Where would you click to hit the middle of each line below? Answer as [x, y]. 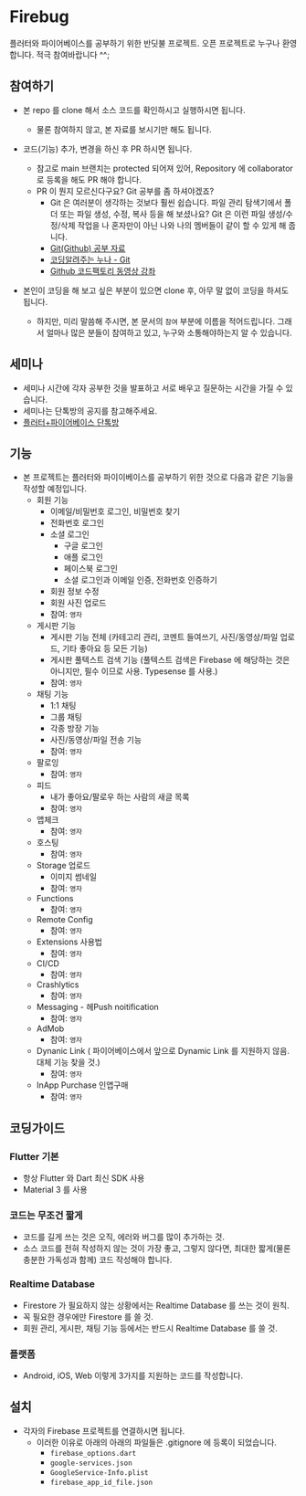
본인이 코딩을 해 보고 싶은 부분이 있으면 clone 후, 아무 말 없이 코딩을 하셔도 [156, 290]
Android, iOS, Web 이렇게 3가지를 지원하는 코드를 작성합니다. [133, 1375]
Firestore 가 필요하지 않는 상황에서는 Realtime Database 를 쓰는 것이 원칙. [156, 1305]
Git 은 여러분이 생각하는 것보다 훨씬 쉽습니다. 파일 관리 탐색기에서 [166, 202]
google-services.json [91, 1463]
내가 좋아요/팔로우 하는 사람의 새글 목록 [120, 797]
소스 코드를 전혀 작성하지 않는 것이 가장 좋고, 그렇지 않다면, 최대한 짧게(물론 [157, 1248]
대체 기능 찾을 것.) [68, 1062]
